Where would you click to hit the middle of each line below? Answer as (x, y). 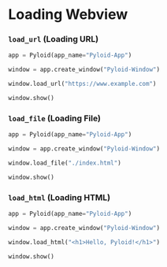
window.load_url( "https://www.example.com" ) (82, 84)
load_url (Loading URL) (54, 39)
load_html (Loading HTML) (59, 197)
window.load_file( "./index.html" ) (65, 163)
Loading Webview (68, 15)
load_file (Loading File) (54, 118)
